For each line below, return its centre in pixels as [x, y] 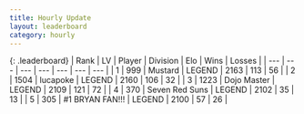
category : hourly [42, 35]
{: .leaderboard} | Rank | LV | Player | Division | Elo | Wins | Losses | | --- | [147, 61]
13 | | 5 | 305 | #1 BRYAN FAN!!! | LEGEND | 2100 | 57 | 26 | [118, 99]
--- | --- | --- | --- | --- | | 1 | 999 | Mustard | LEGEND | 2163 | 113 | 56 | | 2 [157, 70]
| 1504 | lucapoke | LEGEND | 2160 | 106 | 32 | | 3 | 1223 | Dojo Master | [142, 80]
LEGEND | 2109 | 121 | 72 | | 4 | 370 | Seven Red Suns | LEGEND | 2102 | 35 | [152, 90]
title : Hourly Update [51, 18]
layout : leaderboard [49, 26]
